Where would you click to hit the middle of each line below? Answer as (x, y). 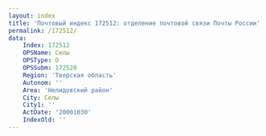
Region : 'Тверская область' (70, 75)
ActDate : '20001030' (57, 113)
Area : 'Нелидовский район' (68, 90)
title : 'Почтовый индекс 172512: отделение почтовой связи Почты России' (135, 23)
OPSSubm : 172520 (50, 68)
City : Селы (41, 98)
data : (17, 38)
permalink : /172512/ (43, 30)
